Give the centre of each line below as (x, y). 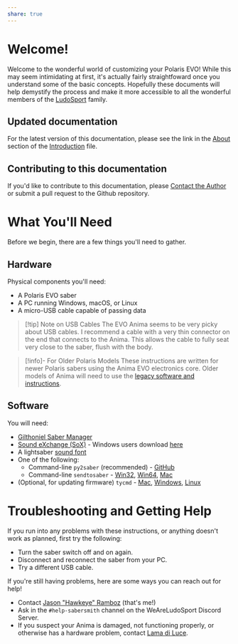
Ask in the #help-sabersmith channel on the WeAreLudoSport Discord (119, 610)
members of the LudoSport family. (58, 99)
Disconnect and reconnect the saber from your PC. (92, 559)
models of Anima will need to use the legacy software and (109, 375)
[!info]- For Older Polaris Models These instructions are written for (121, 360)
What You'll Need (60, 222)
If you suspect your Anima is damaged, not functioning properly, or (116, 625)
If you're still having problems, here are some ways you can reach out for (114, 581)
